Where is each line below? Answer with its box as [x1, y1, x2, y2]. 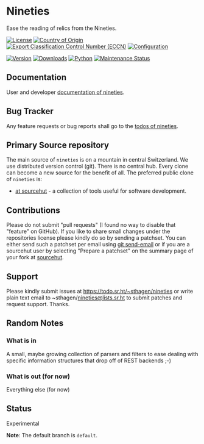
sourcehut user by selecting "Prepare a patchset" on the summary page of [6, 247, 194, 254]
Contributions [6, 205, 60, 215]
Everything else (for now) [6, 385, 70, 393]
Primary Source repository [6, 140, 110, 150]
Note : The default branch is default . [6, 431, 98, 439]
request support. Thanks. [6, 301, 70, 307]
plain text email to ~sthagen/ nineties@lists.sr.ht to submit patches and [6, 294, 183, 301]
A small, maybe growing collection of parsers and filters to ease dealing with [6, 350, 199, 357]
